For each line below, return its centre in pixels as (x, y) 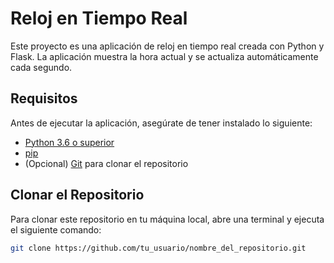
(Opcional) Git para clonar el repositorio (106, 163)
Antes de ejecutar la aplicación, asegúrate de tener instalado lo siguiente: (161, 123)
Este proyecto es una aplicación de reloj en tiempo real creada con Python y (167, 46)
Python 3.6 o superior (69, 142)
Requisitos (44, 98)
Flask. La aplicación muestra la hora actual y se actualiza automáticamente (164, 56)
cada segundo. (41, 67)
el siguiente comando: (56, 229)
